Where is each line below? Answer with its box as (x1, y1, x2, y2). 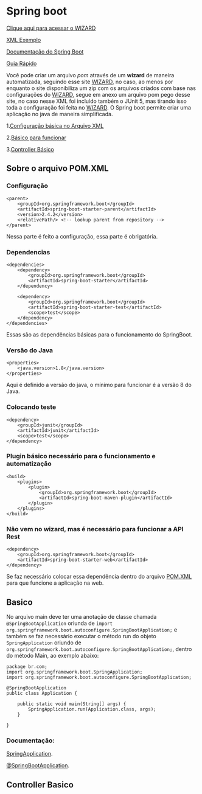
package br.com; (6, 663, 47, 670)
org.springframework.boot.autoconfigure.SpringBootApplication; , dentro (6, 645, 192, 652)
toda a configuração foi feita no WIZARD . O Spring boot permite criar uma (6, 103, 192, 111)
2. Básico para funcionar (6, 134, 67, 141)
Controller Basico (6, 779, 74, 790)
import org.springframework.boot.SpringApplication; (6, 669, 143, 675)
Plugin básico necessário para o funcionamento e (6, 452, 156, 461)
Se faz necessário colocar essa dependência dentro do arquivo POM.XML (6, 573, 192, 580)
